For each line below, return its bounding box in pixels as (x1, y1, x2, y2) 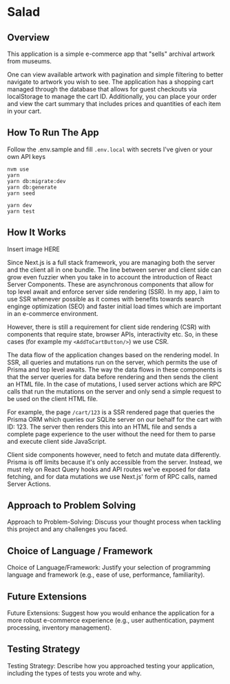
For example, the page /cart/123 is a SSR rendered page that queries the (7, 407, 215, 416)
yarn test (7, 208, 36, 215)
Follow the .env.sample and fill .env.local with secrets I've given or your (7, 145, 213, 153)
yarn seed (7, 190, 36, 197)
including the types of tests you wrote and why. (7, 669, 143, 677)
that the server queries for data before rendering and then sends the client (7, 372, 218, 381)
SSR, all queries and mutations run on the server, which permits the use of (7, 358, 218, 366)
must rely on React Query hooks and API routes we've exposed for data (7, 465, 210, 473)
